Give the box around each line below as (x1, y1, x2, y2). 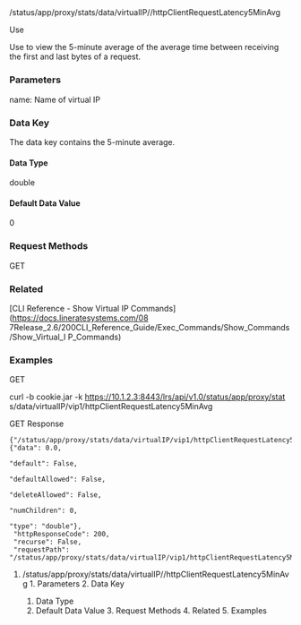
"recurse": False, (13, 537, 82, 547)
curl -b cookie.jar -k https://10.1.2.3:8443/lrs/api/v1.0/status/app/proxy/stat (9, 391, 286, 402)
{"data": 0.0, (9, 443, 63, 453)
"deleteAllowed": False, (9, 491, 102, 500)
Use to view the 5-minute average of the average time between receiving (9, 42, 279, 53)
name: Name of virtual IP (9, 94, 101, 105)
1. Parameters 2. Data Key (30, 578, 125, 589)
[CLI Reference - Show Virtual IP (9, 303, 129, 313)
